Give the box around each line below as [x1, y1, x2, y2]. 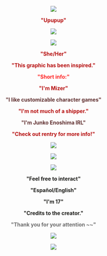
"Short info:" [37, 73, 70, 80]
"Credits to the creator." [23, 210, 84, 216]
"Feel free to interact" [26, 175, 81, 182]
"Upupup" [41, 17, 66, 24]
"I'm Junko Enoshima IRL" [21, 119, 86, 126]
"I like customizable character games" [5, 96, 102, 103]
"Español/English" [30, 187, 77, 193]
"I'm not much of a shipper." [18, 108, 89, 115]
